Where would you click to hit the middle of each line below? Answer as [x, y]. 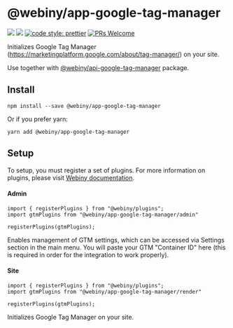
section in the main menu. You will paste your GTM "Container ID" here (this [116, 247]
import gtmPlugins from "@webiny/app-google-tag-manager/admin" [103, 214]
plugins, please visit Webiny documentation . [71, 177]
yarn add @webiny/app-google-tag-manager [69, 132]
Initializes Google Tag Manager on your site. [71, 317]
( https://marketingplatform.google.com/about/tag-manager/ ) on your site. [113, 54]
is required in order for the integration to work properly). [88, 254]
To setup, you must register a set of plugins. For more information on [106, 170]
